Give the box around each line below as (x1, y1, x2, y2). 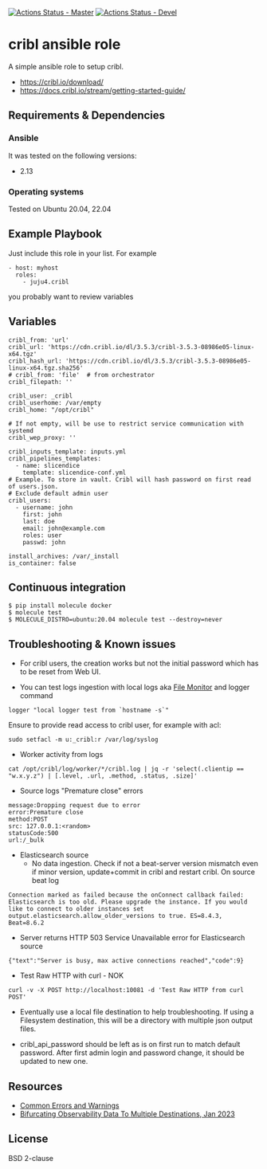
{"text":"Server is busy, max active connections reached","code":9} (8, 957, 245, 965)
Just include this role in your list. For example (8, 248, 157, 258)
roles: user (22, 531, 62, 539)
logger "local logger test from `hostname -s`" (8, 706, 170, 715)
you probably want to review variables (8, 292, 134, 301)
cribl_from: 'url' (8, 335, 69, 344)
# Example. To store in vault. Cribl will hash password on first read (8, 475, 251, 484)
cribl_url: (8, 343, 45, 351)
